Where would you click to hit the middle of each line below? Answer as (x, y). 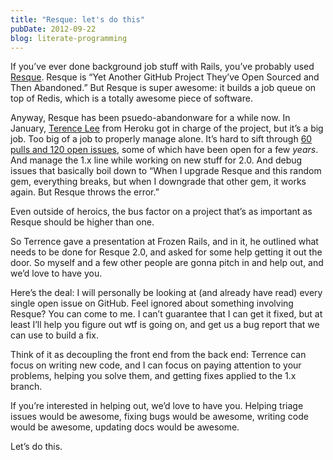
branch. (26, 387)
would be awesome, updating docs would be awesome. (125, 427)
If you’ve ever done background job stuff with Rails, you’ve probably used (162, 67)
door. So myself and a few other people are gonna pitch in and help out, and (167, 263)
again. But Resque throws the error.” (85, 192)
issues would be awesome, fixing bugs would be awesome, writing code (159, 417)
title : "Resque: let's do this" (77, 19)
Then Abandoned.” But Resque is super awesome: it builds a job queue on (163, 88)
